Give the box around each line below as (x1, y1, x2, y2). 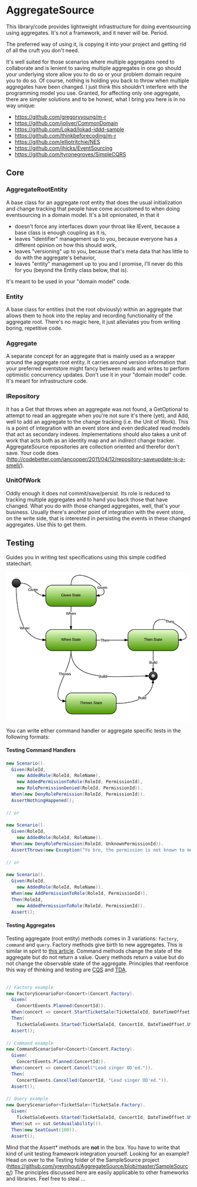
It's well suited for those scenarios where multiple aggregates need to (6, 58, 175, 65)
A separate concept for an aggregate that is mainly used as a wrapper (6, 353, 175, 360)
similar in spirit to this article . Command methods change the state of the (6, 947, 182, 954)
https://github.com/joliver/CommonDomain (14, 119, 118, 126)
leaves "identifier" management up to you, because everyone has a (14, 235, 178, 242)
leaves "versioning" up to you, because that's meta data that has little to (14, 247, 189, 254)
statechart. (6, 559, 32, 567)
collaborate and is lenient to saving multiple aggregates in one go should (6, 64, 182, 71)
